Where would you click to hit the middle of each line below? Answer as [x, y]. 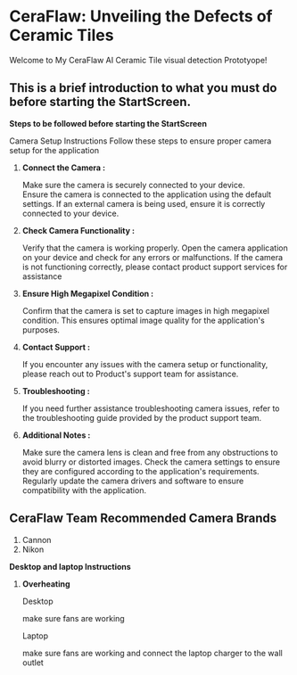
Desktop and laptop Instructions [70, 566]
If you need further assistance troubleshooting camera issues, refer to [151, 408]
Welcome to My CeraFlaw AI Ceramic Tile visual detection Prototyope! [138, 60]
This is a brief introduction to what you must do [143, 88]
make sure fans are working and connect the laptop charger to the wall [152, 653]
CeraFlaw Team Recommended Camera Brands [143, 519]
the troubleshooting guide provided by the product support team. [142, 417]
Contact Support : [56, 347]
